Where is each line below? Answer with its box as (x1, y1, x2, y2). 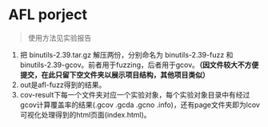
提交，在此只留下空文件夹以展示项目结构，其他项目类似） (19, 69, 210, 79)
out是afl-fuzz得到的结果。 (19, 80, 106, 89)
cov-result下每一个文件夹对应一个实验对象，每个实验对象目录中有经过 (19, 89, 250, 99)
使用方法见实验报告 (27, 33, 92, 42)
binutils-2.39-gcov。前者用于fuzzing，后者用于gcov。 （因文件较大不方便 (19, 60, 259, 69)
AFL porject (8, 6, 88, 24)
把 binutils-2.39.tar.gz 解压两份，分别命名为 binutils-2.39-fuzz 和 (19, 50, 234, 59)
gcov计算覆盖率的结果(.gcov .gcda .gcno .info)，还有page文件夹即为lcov (19, 100, 260, 109)
